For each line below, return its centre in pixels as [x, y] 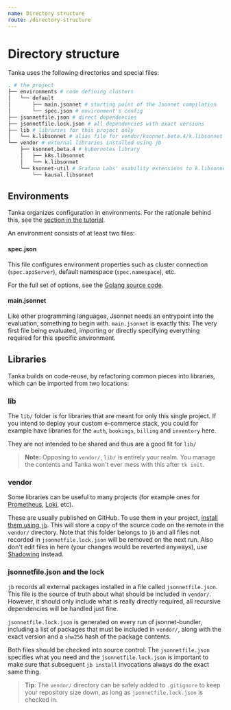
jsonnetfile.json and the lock [56, 572]
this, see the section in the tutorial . [57, 220]
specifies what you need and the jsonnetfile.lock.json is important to [108, 657]
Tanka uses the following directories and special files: [84, 73]
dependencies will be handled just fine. [63, 609]
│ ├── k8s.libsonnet [52, 156]
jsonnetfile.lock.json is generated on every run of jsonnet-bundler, [105, 622]
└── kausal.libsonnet [63, 175]
